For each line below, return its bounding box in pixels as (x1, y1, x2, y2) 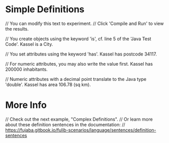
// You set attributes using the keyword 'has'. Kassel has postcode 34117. (5, 51, 157, 57)
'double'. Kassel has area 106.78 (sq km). (5, 81, 91, 88)
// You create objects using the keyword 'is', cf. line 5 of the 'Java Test (5, 36, 151, 42)
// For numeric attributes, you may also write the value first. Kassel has (5, 61, 153, 67)
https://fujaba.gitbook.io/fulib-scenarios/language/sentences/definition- (5, 127, 156, 133)
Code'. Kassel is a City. (5, 41, 53, 47)
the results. (5, 25, 29, 32)
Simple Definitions (5, 4, 85, 15)
